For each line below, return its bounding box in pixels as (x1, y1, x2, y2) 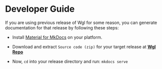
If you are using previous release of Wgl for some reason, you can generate (5, 20, 158, 25)
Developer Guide (5, 3, 75, 15)
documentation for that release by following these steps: (5, 24, 119, 30)
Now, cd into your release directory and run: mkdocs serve (12, 58, 128, 64)
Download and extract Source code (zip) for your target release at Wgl (12, 44, 156, 49)
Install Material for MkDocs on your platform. (12, 34, 103, 40)
